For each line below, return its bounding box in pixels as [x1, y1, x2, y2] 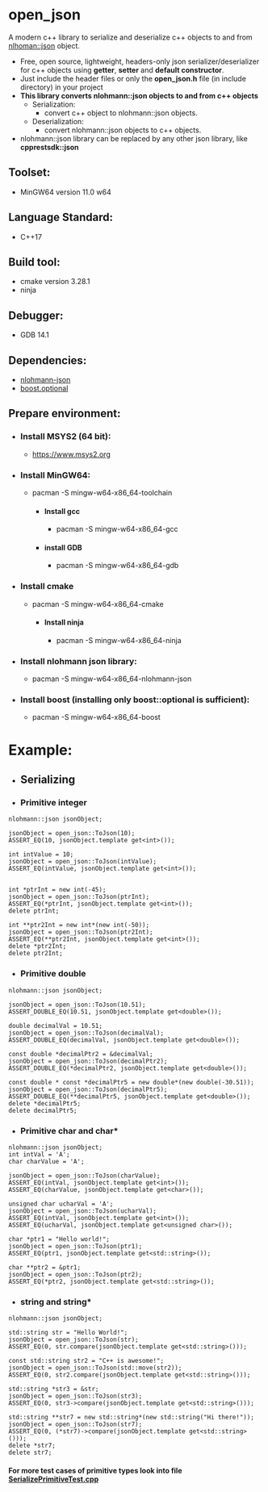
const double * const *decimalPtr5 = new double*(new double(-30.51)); [8, 1078, 254, 1086]
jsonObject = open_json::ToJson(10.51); [8, 1001, 147, 1009]
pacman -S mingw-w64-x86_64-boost [31, 713, 161, 722]
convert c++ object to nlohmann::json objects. [44, 107, 198, 118]
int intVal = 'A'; [8, 1150, 70, 1159]
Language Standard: [8, 211, 113, 224]
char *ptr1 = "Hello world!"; [8, 1235, 111, 1243]
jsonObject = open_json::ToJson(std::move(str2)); [8, 1364, 182, 1373]
